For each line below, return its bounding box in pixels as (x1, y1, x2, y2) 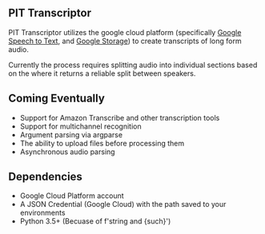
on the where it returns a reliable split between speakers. (8, 68, 196, 78)
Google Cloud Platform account (19, 191, 124, 200)
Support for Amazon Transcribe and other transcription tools (19, 113, 220, 122)
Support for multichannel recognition (19, 121, 142, 131)
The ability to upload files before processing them (19, 138, 185, 148)
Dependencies (8, 170, 82, 184)
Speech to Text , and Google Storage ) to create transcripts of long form (8, 36, 242, 46)
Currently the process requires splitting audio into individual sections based (8, 60, 258, 69)
